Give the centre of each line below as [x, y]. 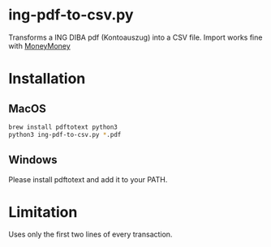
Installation [47, 79]
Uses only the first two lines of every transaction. [90, 234]
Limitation [43, 212]
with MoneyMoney [39, 45]
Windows [33, 160]
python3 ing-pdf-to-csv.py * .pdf [65, 134]
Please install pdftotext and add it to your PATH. [88, 179]
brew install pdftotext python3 [63, 127]
